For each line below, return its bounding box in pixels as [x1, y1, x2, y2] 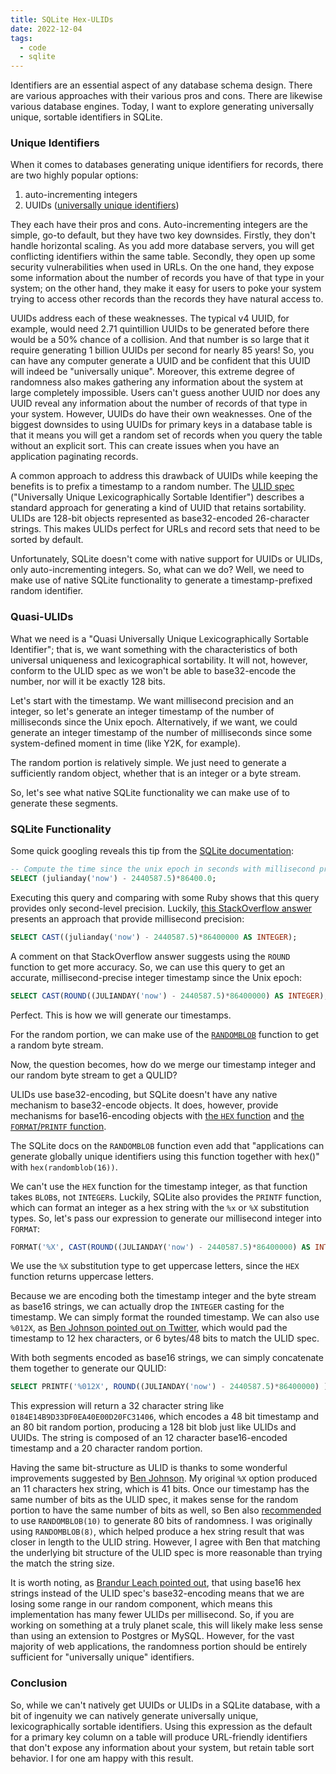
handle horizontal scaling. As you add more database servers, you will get [10, 240, 315, 252]
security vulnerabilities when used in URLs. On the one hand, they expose [10, 261, 315, 273]
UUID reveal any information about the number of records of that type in [10, 397, 308, 410]
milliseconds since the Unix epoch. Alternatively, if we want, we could [10, 716, 298, 728]
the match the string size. [10, 1557, 115, 1570]
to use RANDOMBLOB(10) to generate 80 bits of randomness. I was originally [10, 1515, 313, 1527]
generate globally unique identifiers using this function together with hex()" [10, 1150, 320, 1162]
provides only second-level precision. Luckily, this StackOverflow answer [10, 902, 313, 914]
